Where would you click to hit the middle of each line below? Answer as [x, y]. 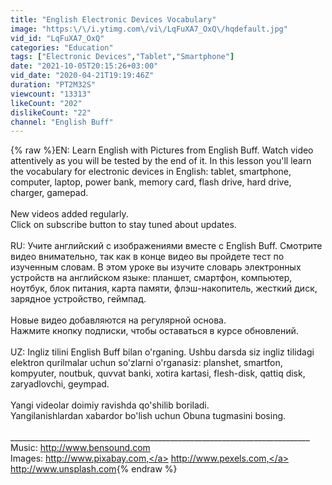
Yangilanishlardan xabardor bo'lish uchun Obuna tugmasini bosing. [148, 416]
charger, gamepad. [49, 193]
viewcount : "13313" [51, 94]
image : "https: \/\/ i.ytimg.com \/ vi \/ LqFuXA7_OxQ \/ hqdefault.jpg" [149, 29]
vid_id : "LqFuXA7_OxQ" [57, 38]
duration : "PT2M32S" [53, 85]
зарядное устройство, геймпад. [78, 299]
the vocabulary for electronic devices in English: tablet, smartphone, [151, 172]
